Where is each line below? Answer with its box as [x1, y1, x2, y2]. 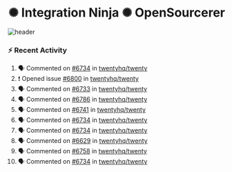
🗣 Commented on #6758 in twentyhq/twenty [17, 147, 148, 155]
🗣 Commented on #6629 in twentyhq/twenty [17, 137, 148, 145]
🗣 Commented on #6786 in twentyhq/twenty [17, 95, 148, 104]
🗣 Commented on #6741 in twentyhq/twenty [17, 106, 146, 114]
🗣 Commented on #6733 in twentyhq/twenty [17, 85, 148, 93]
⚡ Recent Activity [8, 45, 68, 55]
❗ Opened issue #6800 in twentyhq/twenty [17, 75, 139, 83]
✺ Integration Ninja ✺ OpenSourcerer [8, 5, 225, 21]
